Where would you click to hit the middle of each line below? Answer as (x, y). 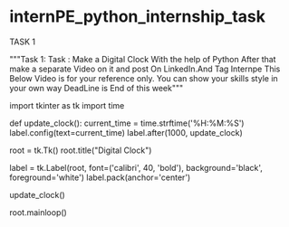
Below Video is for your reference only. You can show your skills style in (144, 78)
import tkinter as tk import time (67, 105)
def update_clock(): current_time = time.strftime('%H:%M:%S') (127, 123)
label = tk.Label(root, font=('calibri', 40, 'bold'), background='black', (136, 167)
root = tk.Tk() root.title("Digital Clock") (81, 150)
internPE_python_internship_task (137, 17)
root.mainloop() (39, 212)
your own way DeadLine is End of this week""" (96, 88)
